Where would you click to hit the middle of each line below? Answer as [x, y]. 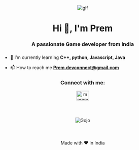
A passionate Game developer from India [83, 44]
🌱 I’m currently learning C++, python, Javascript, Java [67, 57]
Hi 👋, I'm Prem [83, 28]
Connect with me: [83, 82]
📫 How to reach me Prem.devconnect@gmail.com [64, 68]
